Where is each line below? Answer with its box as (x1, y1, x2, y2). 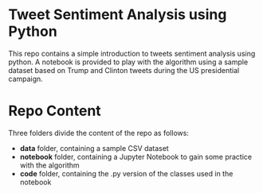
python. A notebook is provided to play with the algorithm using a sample (8, 57, 249, 67)
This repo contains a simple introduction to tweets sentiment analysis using (8, 48, 256, 58)
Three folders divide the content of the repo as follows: (8, 128, 190, 137)
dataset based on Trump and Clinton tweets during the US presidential (8, 65, 240, 75)
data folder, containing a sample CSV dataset (19, 143, 169, 152)
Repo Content (8, 102, 101, 120)
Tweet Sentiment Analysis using (8, 6, 227, 24)
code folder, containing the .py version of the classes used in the (19, 168, 234, 178)
